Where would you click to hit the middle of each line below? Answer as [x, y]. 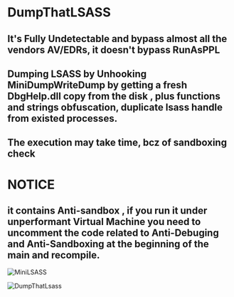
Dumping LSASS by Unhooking [77, 74]
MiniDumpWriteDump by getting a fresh [97, 85]
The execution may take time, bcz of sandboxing [117, 143]
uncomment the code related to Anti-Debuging [113, 233]
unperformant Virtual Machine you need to [104, 222]
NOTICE [31, 184]
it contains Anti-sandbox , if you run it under [107, 210]
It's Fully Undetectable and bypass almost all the [117, 39]
